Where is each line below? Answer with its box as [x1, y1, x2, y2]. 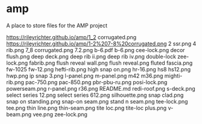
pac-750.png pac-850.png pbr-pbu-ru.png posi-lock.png [25, 78, 168, 86]
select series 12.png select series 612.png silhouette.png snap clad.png [6, 91, 184, 99]
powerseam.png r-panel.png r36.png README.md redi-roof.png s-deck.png [6, 85, 196, 92]
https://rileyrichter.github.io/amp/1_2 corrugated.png [6, 33, 137, 41]
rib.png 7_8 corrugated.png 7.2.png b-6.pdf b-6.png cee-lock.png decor [6, 46, 185, 53]
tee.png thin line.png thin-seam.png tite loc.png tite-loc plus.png [6, 104, 167, 111]
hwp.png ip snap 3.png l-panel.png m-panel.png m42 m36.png [6, 72, 163, 79]
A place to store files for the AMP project [6, 22, 107, 29]
